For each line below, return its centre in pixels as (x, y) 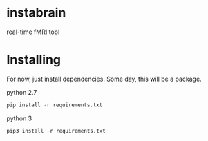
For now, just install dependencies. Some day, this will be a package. (104, 79)
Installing (34, 60)
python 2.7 (22, 92)
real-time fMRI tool (33, 32)
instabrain (36, 13)
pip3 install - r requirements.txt (56, 131)
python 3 (19, 118)
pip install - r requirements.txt (55, 105)
